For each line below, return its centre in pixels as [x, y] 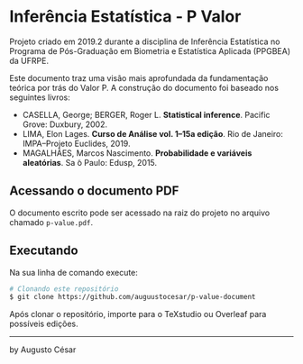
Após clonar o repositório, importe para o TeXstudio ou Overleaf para [138, 314]
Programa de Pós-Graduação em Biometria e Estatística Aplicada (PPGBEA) [150, 50]
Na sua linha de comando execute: [73, 272]
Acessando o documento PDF [94, 191]
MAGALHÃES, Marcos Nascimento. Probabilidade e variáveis [137, 153]
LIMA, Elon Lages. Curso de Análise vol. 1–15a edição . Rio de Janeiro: [153, 133]
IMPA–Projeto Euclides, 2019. [76, 143]
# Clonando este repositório [64, 289]
